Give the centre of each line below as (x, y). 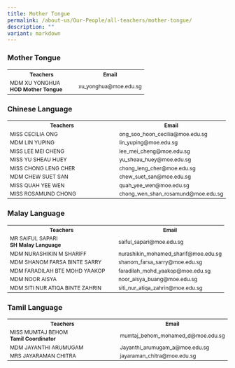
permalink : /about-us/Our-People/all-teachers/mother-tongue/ (100, 20)
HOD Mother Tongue (36, 89)
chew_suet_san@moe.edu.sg (155, 177)
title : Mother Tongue (39, 14)
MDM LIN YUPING (32, 143)
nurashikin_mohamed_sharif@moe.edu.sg (170, 253)
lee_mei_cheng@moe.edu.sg (154, 151)
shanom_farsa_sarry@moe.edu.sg (161, 263)
